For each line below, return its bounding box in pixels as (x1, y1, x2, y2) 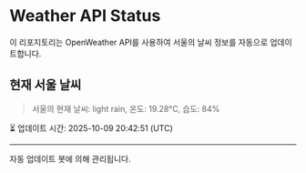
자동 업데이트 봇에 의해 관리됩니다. (9, 153, 131, 164)
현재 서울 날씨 (9, 77, 82, 93)
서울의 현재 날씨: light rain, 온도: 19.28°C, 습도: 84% (31, 103, 220, 114)
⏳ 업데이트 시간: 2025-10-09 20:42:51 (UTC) (9, 122, 173, 133)
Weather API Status (9, 5, 161, 26)
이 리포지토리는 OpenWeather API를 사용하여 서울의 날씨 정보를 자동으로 (9, 36, 269, 47)
